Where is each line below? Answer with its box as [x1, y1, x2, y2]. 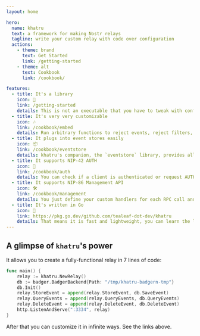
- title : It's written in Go [11, 202, 84, 208]
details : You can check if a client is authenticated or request [17, 174, 183, 181]
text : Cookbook [21, 69, 60, 75]
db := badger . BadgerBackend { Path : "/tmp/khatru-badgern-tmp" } [17, 279, 174, 285]
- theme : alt [17, 64, 49, 70]
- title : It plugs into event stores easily [11, 135, 124, 142]
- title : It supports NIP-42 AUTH [11, 157, 97, 164]
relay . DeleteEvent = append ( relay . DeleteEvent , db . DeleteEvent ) [17, 301, 180, 307]
